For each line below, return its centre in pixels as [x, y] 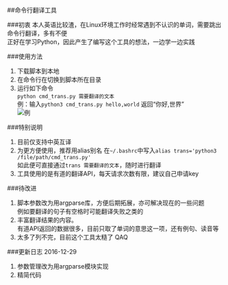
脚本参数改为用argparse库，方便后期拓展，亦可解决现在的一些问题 [111, 203]
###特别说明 [25, 127]
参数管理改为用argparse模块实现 [63, 266]
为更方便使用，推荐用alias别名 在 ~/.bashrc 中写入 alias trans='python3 [117, 150]
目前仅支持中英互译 [44, 142]
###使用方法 [25, 56]
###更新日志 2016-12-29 [42, 252]
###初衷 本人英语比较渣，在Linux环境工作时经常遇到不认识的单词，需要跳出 [114, 25]
